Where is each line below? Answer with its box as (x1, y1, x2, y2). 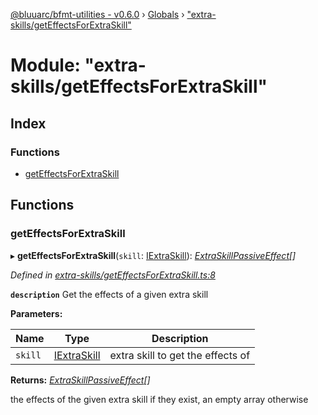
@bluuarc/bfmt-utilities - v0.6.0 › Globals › (10, 9, 185, 20)
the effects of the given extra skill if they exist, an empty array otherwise (10, 393, 309, 405)
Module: (10, 54, 81, 77)
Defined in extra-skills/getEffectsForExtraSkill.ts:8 (10, 269, 216, 281)
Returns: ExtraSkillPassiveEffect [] (10, 374, 151, 386)
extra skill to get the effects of (109, 348, 251, 362)
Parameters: (10, 307, 63, 319)
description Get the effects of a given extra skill (10, 288, 209, 300)
